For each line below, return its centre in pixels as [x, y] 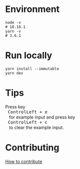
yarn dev [14, 73]
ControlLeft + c [27, 122]
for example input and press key [42, 117]
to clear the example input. [36, 127]
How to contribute [24, 161]
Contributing [32, 147]
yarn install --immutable [32, 68]
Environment [32, 9]
